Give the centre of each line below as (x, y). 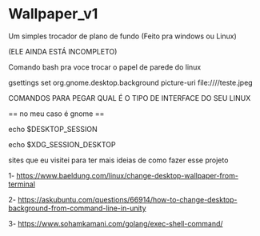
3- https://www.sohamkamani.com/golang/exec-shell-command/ (116, 223)
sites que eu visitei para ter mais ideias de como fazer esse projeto (118, 160)
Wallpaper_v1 (53, 14)
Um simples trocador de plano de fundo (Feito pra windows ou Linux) (123, 36)
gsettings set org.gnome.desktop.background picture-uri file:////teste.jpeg (131, 82)
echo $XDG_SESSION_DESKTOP (62, 144)
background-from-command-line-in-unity (77, 208)
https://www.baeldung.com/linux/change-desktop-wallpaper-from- (127, 175)
